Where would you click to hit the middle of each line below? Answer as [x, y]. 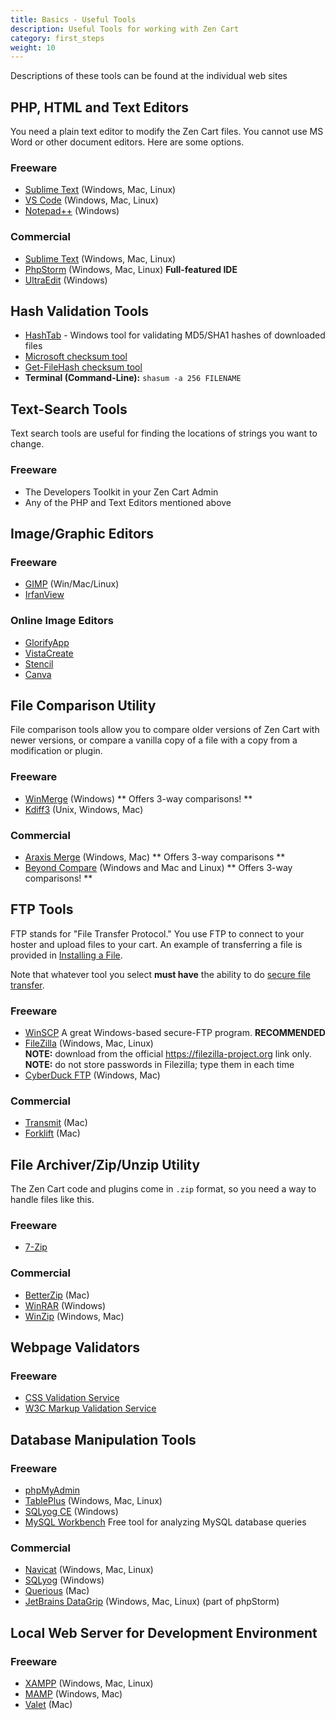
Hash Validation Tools [80, 311]
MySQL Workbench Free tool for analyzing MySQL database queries [165, 1522]
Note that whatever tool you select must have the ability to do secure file [160, 974]
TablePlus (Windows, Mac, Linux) [93, 1501]
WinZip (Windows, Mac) [74, 1316]
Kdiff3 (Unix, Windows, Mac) [84, 809]
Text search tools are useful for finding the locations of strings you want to [164, 433]
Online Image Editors [62, 621]
